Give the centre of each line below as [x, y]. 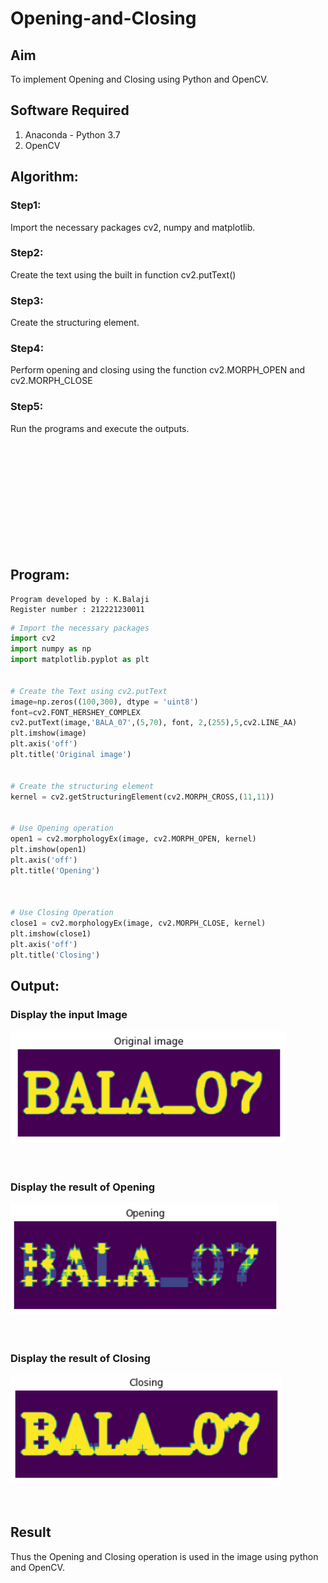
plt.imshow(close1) [51, 933]
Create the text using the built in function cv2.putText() [123, 274]
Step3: [27, 300]
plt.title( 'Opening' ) [55, 870]
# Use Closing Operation [62, 913]
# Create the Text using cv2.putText [89, 691]
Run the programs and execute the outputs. [100, 428]
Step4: [27, 349]
